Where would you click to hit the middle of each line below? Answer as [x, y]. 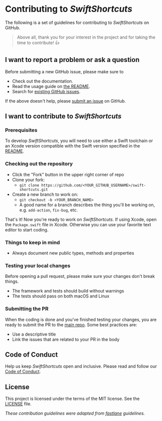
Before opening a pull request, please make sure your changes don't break [80, 276]
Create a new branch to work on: [45, 194]
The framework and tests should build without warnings [68, 291]
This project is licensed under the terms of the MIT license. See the [72, 399]
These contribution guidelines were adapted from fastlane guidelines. [75, 413]
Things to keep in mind [32, 242]
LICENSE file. [18, 404]
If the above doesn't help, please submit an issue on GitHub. [65, 101]
